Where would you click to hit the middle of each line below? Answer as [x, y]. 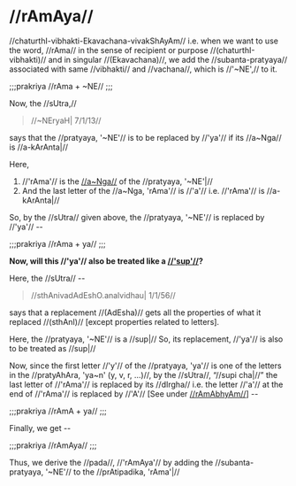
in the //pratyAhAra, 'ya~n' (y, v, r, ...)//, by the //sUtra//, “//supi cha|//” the [144, 374]
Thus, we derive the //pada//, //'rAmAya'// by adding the [111, 462]
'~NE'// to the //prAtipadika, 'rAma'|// [113, 472]
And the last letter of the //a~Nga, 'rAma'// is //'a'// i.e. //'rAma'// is [143, 190]
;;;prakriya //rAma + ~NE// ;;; [61, 86]
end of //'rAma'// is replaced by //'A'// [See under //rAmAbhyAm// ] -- [134, 393]
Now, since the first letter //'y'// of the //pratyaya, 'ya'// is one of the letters [145, 366]
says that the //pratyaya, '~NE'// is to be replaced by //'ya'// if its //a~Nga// [145, 137]
